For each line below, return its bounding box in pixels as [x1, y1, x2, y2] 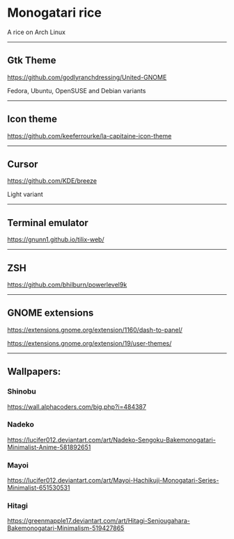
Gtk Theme [7, 54, 56, 67]
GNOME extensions [7, 307, 94, 319]
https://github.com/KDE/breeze [7, 177, 97, 185]
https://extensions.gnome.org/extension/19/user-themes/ [7, 339, 172, 347]
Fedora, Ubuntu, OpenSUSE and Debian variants [7, 86, 146, 95]
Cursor [7, 158, 38, 170]
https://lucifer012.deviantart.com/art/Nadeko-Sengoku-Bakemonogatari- [7, 435, 216, 444]
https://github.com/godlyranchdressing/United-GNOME [7, 73, 167, 81]
